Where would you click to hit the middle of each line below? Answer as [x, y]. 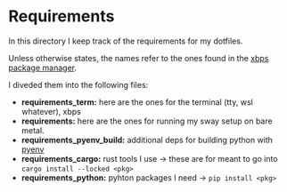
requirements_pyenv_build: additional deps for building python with [147, 140]
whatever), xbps [51, 111]
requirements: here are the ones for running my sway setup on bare [147, 121]
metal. [33, 130]
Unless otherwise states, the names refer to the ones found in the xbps [139, 58]
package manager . [43, 68]
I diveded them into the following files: [78, 84]
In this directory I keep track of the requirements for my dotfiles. [126, 41]
